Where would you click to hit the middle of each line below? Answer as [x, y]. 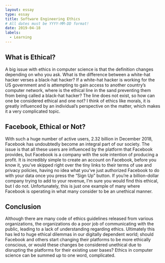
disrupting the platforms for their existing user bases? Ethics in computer [79, 250]
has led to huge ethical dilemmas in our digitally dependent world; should [79, 234]
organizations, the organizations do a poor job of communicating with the [80, 224]
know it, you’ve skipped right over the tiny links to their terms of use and [78, 165]
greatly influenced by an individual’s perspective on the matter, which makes [83, 106]
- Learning [21, 38]
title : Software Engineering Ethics [43, 19]
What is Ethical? [30, 57]
